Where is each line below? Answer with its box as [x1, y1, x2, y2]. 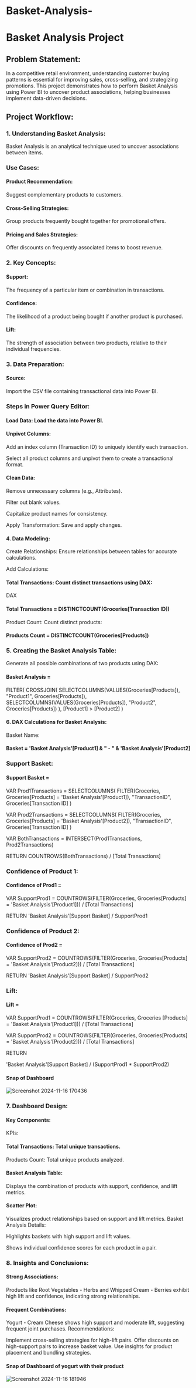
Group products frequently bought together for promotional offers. [6, 218, 166, 225]
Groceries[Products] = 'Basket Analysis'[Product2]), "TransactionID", [6, 817, 173, 824]
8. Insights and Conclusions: [6, 1258, 89, 1267]
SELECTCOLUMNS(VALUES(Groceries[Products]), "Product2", [6, 699, 157, 706]
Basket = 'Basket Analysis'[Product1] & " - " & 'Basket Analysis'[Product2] [6, 745, 191, 752]
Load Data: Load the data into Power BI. [6, 417, 104, 424]
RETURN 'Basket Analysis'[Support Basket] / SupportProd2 [6, 972, 149, 979]
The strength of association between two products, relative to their [6, 339, 167, 346]
